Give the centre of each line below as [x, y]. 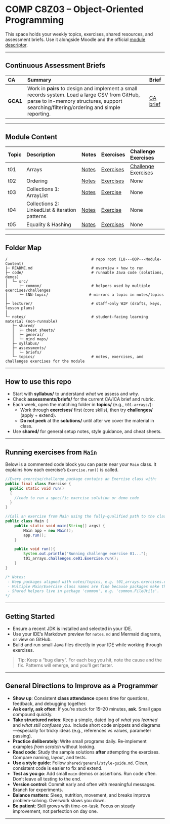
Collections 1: [43, 189]
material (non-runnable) [31, 322]
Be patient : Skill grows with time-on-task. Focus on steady [74, 806]
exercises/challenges [28, 290]
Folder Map [24, 247]
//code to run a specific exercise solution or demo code [77, 498]
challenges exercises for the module [45, 361]
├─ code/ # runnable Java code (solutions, [85, 273]
